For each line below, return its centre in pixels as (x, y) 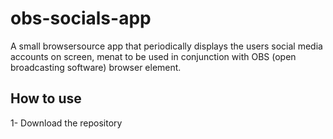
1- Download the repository (66, 123)
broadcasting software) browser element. (96, 67)
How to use (46, 98)
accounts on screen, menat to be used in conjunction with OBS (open (153, 56)
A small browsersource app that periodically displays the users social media (166, 46)
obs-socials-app (81, 18)
